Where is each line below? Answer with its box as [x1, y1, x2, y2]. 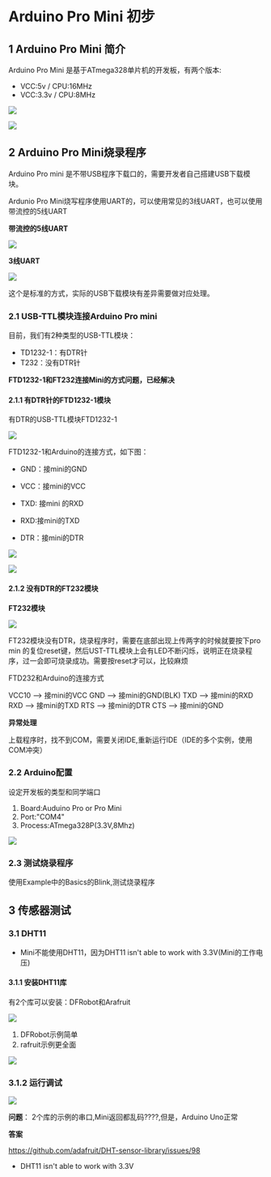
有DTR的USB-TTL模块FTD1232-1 [8, 415, 117, 424]
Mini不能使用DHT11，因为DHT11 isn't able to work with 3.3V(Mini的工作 [19, 947, 256, 957]
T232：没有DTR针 [19, 358, 81, 368]
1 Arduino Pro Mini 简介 [8, 42, 126, 56]
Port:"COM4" [19, 812, 65, 821]
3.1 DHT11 [8, 928, 47, 940]
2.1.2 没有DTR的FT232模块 [8, 583, 99, 593]
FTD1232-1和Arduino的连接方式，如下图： [8, 447, 149, 457]
